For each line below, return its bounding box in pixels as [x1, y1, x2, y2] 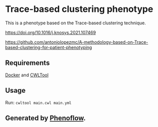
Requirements [5, 59, 50, 67]
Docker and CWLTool [5, 72, 49, 78]
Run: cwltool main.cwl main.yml [5, 99, 72, 105]
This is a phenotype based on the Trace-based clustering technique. [5, 20, 146, 26]
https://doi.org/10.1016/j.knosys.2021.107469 [5, 29, 96, 35]
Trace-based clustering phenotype [5, 3, 154, 15]
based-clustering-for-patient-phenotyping [5, 44, 92, 50]
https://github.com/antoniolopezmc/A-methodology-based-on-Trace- [5, 39, 149, 45]
